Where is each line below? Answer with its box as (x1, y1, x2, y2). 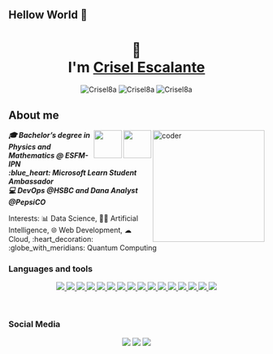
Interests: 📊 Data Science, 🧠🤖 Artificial (8, 214, 139, 223)
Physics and (8, 142, 51, 152)
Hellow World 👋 (8, 8, 88, 22)
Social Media (8, 318, 61, 330)
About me (8, 108, 59, 122)
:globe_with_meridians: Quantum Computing (8, 243, 157, 253)
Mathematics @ (8, 151, 64, 161)
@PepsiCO (8, 197, 46, 207)
